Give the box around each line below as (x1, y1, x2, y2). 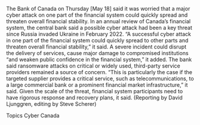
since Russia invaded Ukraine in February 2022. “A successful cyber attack (6, 31, 191, 38)
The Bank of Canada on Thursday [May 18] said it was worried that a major (6, 5, 190, 12)
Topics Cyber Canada (6, 112, 60, 119)
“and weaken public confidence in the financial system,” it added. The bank (6, 56, 192, 63)
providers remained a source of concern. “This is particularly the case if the (6, 69, 193, 75)
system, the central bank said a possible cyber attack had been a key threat (6, 24, 192, 31)
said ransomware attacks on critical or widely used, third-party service (6, 62, 181, 69)
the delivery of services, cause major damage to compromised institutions (6, 50, 189, 56)
